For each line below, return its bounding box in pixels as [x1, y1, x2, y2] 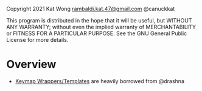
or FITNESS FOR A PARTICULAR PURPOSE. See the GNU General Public [6, 30, 187, 37]
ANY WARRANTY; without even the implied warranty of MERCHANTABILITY [6, 24, 197, 30]
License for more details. [6, 36, 69, 43]
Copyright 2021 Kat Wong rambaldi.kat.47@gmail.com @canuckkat [6, 5, 175, 12]
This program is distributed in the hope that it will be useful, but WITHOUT [6, 17, 192, 24]
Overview [6, 58, 57, 72]
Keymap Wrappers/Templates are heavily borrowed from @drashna [15, 77, 184, 84]
